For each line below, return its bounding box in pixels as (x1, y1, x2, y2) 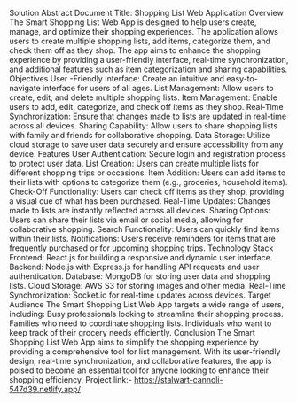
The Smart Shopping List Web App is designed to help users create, (9, 17, 257, 27)
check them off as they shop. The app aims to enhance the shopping (9, 45, 262, 56)
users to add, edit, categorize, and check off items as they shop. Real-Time (9, 102, 284, 112)
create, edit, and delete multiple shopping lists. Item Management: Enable (9, 92, 277, 103)
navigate (9, 83, 42, 93)
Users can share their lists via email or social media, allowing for (9, 214, 244, 225)
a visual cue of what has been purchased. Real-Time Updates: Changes (9, 196, 271, 206)
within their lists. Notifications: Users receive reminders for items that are (9, 234, 277, 244)
